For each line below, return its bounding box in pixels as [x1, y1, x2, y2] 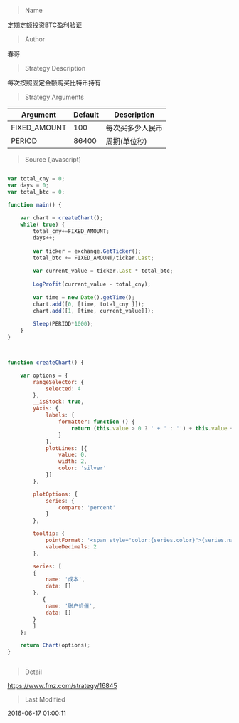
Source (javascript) [24, 155, 82, 163]
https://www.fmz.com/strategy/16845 [7, 682, 117, 690]
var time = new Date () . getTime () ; [33, 293, 135, 301]
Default [73, 110, 100, 120]
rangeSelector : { [33, 378, 84, 385]
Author [24, 35, 46, 43]
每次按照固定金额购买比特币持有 [7, 78, 101, 87]
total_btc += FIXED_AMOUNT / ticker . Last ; [33, 254, 154, 261]
